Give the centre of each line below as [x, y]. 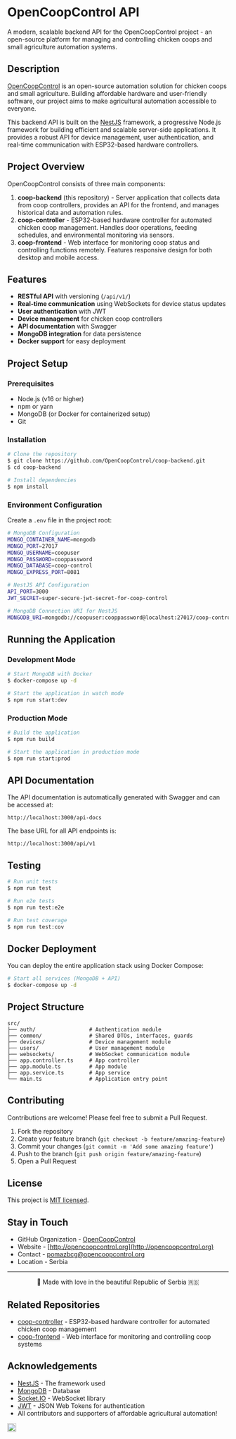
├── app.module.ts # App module [67, 1066]
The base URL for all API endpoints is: [62, 831]
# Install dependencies [42, 480]
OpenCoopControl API [73, 12]
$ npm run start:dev [38, 700]
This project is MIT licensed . [48, 1200]
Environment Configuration [55, 505]
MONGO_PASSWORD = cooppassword [50, 559]
